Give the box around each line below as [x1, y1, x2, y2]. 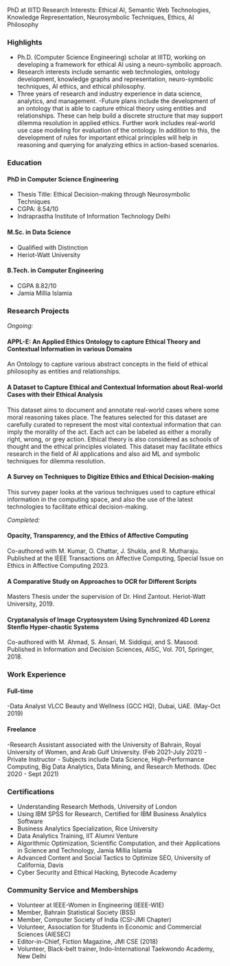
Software [16, 817, 43, 825]
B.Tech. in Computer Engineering [7, 266, 104, 274]
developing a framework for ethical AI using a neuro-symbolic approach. [16, 61, 223, 69]
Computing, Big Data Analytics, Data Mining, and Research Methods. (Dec [7, 762, 217, 771]
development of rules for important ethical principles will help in [16, 133, 198, 142]
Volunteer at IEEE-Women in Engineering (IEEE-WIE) [16, 901, 165, 910]
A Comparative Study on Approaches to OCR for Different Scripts [7, 577, 197, 585]
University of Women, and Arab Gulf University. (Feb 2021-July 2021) [7, 747, 203, 756]
